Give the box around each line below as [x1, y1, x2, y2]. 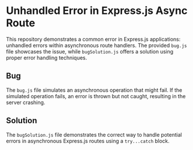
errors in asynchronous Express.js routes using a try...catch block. [6, 137, 170, 144]
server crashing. [6, 99, 45, 106]
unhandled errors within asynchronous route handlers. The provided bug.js [6, 42, 187, 49]
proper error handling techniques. [6, 54, 87, 61]
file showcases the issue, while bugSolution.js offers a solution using [6, 48, 174, 55]
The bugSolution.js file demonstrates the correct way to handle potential [6, 131, 183, 138]
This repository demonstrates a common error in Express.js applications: [6, 35, 181, 42]
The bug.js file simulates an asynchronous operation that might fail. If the [6, 86, 183, 94]
